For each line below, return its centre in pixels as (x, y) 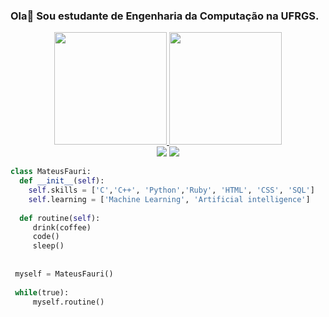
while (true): (42, 292)
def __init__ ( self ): (62, 181)
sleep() (48, 246)
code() (46, 237)
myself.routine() (68, 302)
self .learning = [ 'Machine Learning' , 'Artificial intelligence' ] (169, 199)
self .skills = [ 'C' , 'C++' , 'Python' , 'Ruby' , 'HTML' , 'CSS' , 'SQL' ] (171, 190)
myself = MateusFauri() (64, 274)
